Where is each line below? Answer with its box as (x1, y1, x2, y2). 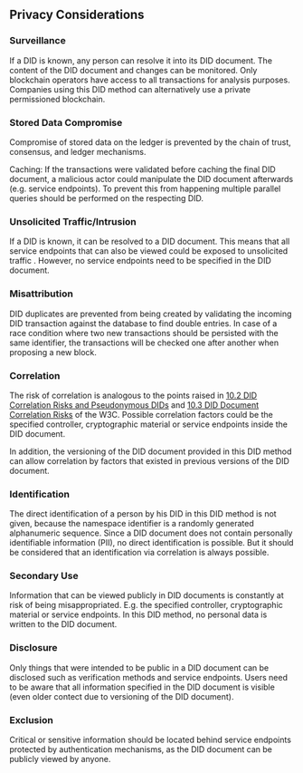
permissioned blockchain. (9, 93, 106, 104)
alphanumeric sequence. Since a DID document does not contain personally (9, 527, 293, 538)
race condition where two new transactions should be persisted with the (9, 327, 279, 338)
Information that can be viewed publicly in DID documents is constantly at (9, 590, 285, 601)
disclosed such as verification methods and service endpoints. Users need (9, 672, 288, 682)
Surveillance (9, 34, 66, 47)
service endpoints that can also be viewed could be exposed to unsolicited (9, 246, 289, 256)
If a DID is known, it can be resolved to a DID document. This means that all (9, 236, 290, 247)
